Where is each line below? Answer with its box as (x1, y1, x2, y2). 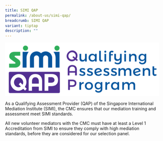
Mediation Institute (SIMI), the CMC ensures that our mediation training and (5, 106, 156, 112)
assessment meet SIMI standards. (5, 111, 73, 117)
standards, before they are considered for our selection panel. (5, 131, 130, 137)
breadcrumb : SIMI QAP (5, 18, 49, 23)
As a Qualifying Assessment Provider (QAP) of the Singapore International (5, 101, 154, 106)
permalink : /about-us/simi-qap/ (5, 13, 71, 18)
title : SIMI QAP (5, 8, 38, 13)
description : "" (5, 28, 38, 34)
